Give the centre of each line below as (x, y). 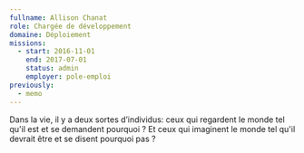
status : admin (52, 69)
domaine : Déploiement (50, 34)
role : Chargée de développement (70, 26)
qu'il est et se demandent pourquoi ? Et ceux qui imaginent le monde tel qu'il (152, 129)
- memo (30, 93)
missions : (28, 43)
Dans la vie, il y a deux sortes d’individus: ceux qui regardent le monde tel (147, 120)
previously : (32, 85)
